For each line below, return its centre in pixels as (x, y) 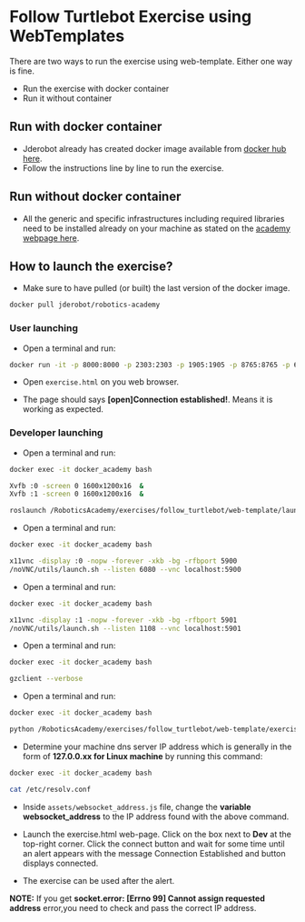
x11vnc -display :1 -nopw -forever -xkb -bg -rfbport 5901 (123, 620)
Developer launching (56, 433)
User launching (44, 328)
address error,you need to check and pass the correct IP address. (133, 907)
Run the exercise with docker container (96, 88)
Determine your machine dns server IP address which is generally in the (157, 747)
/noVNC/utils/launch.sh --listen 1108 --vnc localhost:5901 (126, 628)
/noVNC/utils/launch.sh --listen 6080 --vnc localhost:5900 (126, 569)
